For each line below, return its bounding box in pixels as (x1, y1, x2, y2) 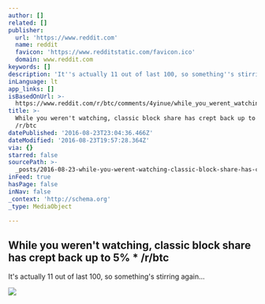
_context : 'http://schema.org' (8, 195, 111, 203)
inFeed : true (8, 173, 51, 182)
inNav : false (8, 187, 51, 196)
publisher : (8, 26, 44, 34)
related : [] (8, 19, 47, 27)
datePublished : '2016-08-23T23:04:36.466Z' (8, 129, 154, 137)
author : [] (8, 11, 44, 20)
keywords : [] (8, 63, 51, 71)
